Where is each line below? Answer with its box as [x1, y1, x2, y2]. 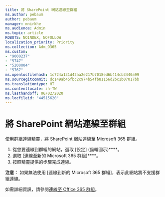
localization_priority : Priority [5, 40, 75, 45]
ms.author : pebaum [5, 12, 43, 17]
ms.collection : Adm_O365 [5, 44, 57, 49]
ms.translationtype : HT [5, 81, 55, 86]
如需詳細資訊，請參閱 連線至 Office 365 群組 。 [5, 187, 100, 193]
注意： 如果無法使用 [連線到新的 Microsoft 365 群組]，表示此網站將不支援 [5, 170, 156, 176]
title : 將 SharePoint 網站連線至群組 [5, 7, 78, 12]
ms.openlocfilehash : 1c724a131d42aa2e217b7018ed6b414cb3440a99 [5, 72, 140, 77]
